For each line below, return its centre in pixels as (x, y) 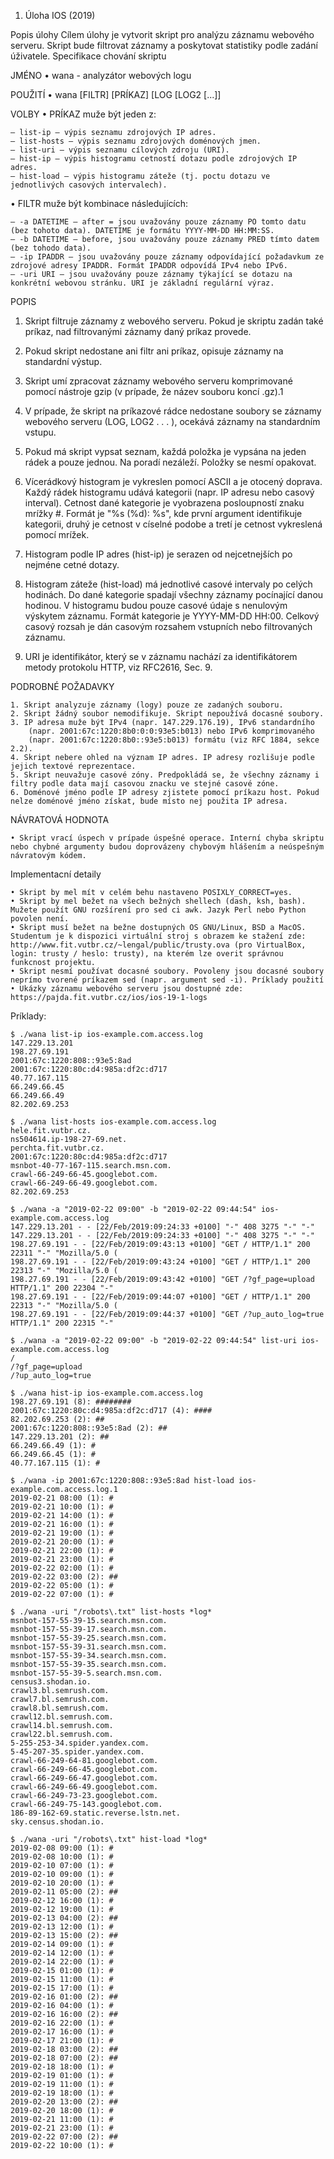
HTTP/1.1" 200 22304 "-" (62, 1288)
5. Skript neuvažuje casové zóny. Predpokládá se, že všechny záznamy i (165, 775)
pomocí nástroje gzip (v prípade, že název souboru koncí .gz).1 (154, 391)
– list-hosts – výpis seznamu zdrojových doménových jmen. (136, 141)
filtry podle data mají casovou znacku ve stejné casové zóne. (145, 784)
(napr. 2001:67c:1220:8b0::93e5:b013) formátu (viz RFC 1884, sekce (174, 740)
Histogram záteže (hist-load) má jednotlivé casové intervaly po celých (168, 584)
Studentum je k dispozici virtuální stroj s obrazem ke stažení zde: (158, 936)
